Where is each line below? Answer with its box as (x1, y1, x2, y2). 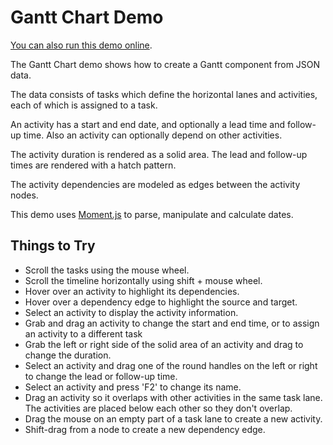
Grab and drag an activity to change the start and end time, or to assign (24, 317, 320, 329)
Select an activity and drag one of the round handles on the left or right (24, 359, 318, 371)
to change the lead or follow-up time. (24, 370, 178, 382)
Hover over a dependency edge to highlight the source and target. (24, 296, 298, 308)
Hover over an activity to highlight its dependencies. (24, 285, 240, 297)
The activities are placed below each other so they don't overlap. (24, 402, 293, 414)
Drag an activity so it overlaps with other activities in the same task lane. (24, 391, 323, 403)
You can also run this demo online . (10, 39, 153, 51)
